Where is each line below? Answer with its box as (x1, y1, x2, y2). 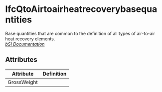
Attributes (5, 56, 37, 64)
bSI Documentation (5, 41, 45, 47)
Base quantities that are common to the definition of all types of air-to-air (5, 30, 156, 36)
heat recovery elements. (5, 36, 55, 42)
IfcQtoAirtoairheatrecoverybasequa (5, 3, 158, 15)
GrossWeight (7, 79, 38, 86)
